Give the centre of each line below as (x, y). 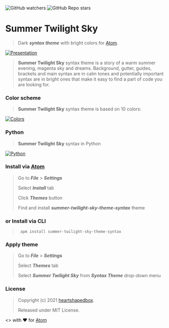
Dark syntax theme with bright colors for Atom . (68, 43)
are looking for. (34, 84)
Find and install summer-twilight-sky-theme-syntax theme (81, 207)
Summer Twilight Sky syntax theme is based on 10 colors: (80, 109)
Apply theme (22, 245)
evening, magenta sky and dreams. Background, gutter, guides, (85, 68)
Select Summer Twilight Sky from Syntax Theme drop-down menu (89, 276)
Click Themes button (40, 198)
